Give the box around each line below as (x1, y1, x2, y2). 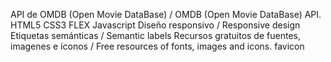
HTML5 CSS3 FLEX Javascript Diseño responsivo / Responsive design (10, 19, 301, 31)
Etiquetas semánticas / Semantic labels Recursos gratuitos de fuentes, (10, 30, 301, 41)
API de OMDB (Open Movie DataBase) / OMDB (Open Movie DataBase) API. (10, 9, 322, 20)
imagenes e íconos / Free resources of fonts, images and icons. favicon (10, 40, 305, 52)
